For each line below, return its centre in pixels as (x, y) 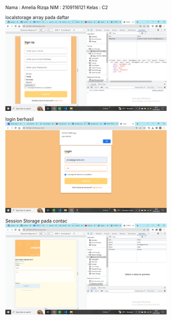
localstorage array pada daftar (37, 17)
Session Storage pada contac (36, 221)
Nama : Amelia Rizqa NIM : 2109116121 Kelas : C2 (57, 7)
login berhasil (20, 119)
